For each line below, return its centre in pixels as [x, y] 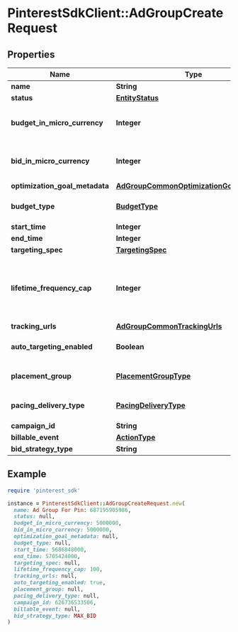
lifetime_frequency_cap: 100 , [58, 569]
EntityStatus [137, 98]
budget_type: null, [42, 543]
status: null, [34, 517]
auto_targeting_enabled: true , [60, 583]
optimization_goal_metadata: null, [66, 537]
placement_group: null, [49, 589]
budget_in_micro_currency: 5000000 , [68, 523]
